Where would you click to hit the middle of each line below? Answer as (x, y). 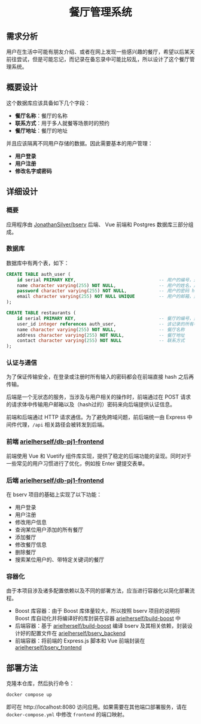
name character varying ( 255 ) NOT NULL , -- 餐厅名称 (101, 330)
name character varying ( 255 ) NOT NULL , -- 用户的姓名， (105, 285)
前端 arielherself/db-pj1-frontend (55, 442)
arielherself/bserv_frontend (48, 647)
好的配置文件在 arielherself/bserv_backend (73, 633)
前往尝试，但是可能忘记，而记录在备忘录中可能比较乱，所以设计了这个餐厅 (98, 59)
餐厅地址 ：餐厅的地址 (41, 130)
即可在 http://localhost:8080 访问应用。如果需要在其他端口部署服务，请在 (97, 707)
